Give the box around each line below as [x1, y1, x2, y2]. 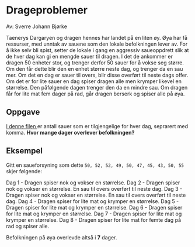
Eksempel [6, 146, 43, 156]
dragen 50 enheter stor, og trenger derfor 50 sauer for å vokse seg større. [6, 59, 184, 66]
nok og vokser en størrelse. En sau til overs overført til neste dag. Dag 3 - [6, 185, 183, 192]
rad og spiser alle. [6, 222, 50, 229]
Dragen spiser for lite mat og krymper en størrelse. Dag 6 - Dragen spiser [6, 204, 183, 211]
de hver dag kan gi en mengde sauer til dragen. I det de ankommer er [6, 53, 173, 60]
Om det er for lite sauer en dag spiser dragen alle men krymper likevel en [6, 77, 182, 85]
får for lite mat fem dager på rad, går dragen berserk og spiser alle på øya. [6, 90, 185, 97]
